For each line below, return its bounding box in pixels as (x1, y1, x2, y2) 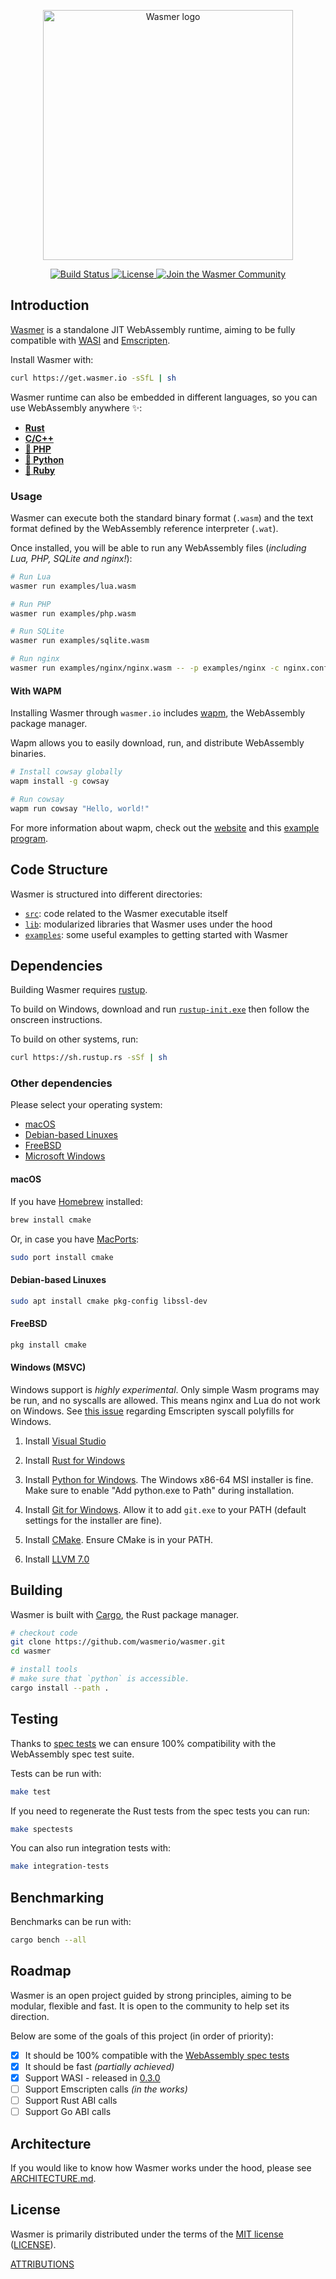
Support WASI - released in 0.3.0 (24, 2071, 161, 2084)
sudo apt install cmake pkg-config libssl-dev (10, 1296, 208, 1306)
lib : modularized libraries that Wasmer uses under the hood (24, 918, 273, 930)
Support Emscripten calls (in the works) (24, 2083, 188, 2095)
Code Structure (10, 861, 108, 879)
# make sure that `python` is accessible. (10, 1674, 190, 1684)
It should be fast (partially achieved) (24, 2060, 175, 2072)
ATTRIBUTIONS (10, 2258, 75, 2270)
